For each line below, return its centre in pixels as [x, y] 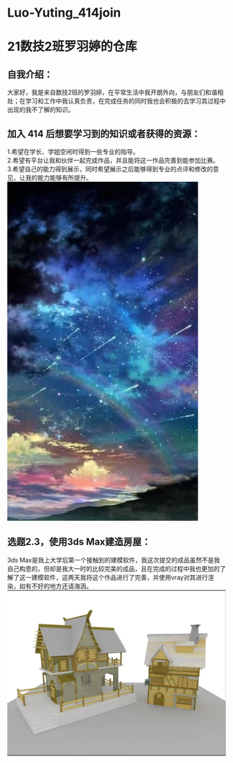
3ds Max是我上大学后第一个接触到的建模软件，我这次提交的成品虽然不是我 [114, 560]
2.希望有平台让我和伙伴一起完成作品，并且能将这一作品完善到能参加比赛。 [113, 160]
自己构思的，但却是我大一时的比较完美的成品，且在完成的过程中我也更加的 [113, 568]
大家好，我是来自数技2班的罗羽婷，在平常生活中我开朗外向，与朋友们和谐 [112, 92]
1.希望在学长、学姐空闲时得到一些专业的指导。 [73, 152]
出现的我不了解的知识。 [41, 110]
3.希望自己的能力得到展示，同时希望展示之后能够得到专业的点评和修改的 [110, 169]
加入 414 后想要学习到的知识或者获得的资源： [104, 134]
